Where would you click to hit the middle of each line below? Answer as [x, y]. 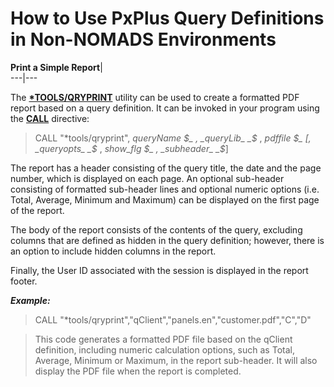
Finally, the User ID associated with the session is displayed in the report [159, 270]
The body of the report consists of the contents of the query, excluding [156, 229]
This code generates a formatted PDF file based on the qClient [163, 339]
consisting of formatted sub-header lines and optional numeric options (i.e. [165, 189]
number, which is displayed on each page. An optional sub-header [147, 178]
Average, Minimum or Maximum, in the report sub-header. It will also [176, 360]
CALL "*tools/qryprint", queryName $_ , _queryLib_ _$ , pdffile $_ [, [173, 138]
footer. [24, 281]
